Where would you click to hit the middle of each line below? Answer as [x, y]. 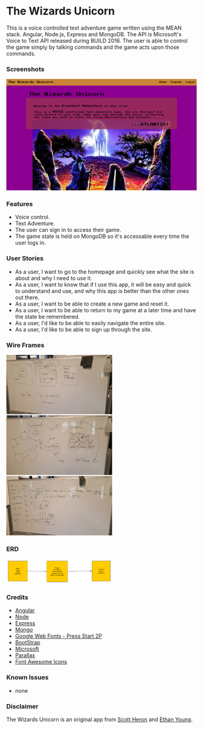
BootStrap [27, 643]
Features [20, 204]
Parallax [25, 655]
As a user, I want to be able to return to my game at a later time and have [105, 310]
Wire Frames [25, 345]
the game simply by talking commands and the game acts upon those [93, 47]
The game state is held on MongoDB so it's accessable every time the [102, 236]
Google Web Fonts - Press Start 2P [59, 636]
